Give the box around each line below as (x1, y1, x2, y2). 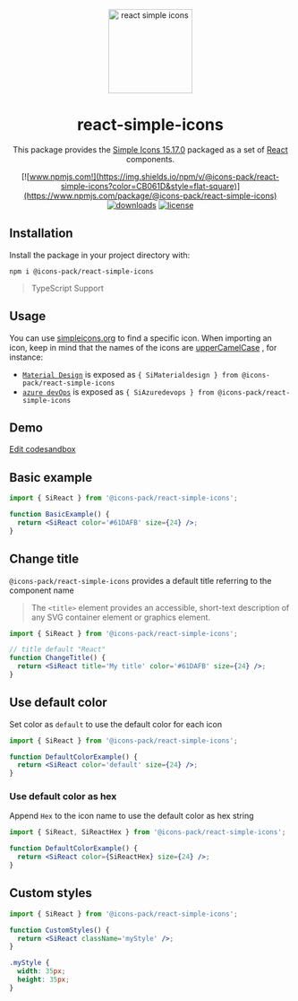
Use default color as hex (9, 790, 117, 803)
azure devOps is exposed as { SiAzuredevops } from (21, 386, 215, 397)
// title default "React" (9, 645, 106, 654)
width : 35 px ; (17, 967, 66, 976)
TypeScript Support (30, 283, 105, 293)
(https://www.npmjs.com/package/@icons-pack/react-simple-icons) (23, 190, 277, 201)
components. (125, 153, 175, 164)
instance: (9, 352, 44, 362)
